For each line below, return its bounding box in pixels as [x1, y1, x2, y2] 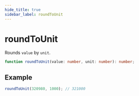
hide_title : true [4, 7, 41, 12]
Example [4, 73, 32, 82]
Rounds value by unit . [4, 50, 51, 56]
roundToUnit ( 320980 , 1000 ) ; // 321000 [4, 87, 85, 92]
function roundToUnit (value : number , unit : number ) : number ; [4, 59, 135, 65]
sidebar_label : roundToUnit [4, 12, 63, 17]
